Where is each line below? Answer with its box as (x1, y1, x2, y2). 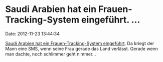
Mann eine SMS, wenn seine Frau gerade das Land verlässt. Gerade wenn (5, 45, 158, 51)
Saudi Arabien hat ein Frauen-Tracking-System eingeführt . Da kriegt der (5, 40, 154, 46)
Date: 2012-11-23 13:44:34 (5, 30, 60, 36)
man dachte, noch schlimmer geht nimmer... (5, 51, 96, 57)
